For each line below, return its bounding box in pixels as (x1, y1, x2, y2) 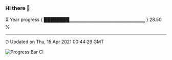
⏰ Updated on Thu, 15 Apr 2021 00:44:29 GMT (5, 38, 104, 45)
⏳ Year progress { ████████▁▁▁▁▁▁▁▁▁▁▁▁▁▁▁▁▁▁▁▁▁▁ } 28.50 (5, 16, 162, 23)
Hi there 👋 (5, 5, 31, 12)
